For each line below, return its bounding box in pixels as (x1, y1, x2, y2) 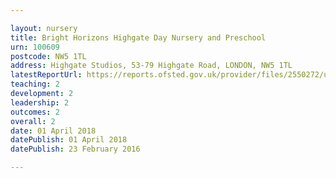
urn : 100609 (10, 42, 60, 52)
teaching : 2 (10, 79, 60, 90)
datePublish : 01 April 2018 (10, 135, 128, 145)
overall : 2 (10, 116, 56, 126)
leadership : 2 (10, 97, 70, 108)
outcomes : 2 (10, 107, 60, 117)
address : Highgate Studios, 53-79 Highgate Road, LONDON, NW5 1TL (10, 61, 293, 71)
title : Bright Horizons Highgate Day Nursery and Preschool (10, 32, 267, 43)
